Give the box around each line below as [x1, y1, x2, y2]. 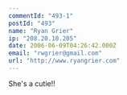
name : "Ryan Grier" [8, 27, 74, 35]
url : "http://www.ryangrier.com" [8, 57, 121, 65]
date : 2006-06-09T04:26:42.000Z [8, 42, 117, 50]
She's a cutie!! [8, 78, 56, 89]
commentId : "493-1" [8, 11, 74, 20]
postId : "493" [8, 19, 56, 27]
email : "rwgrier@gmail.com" [8, 49, 103, 57]
